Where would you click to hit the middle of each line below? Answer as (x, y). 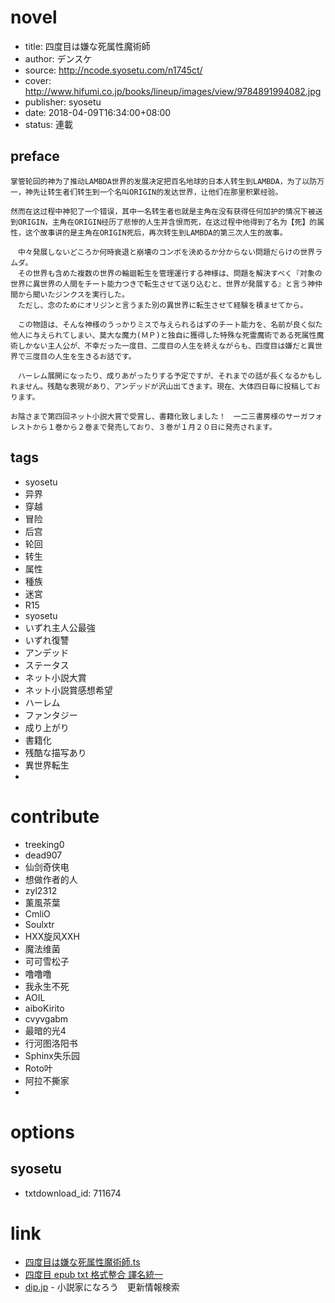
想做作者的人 (51, 879)
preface (35, 156)
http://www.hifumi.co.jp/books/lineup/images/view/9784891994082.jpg (173, 91)
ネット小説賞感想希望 (68, 690)
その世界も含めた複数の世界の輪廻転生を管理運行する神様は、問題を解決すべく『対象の (170, 273)
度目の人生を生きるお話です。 (84, 356)
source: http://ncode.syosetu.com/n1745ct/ (113, 70)
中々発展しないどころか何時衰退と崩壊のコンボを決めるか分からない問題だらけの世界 (166, 252)
